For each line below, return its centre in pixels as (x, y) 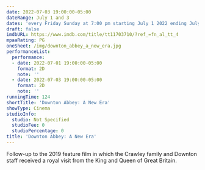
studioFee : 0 (28, 126)
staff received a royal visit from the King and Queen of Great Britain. (92, 160)
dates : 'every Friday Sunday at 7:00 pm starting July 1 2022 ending (97, 23)
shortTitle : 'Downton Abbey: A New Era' (59, 102)
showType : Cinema (28, 108)
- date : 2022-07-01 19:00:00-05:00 (57, 63)
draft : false (23, 29)
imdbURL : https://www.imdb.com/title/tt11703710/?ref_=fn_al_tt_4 (92, 35)
